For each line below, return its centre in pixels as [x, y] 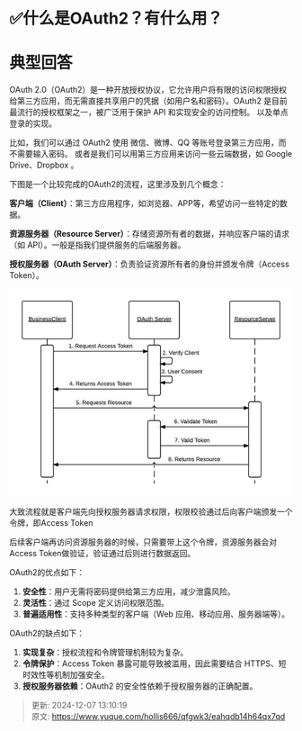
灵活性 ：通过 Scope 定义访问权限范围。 [95, 603]
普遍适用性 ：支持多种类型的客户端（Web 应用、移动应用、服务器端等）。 [156, 614]
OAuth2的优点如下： [47, 573]
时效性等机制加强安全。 [66, 675]
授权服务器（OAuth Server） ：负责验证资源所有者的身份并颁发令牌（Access [149, 264]
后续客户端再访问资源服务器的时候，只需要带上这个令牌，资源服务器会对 [143, 542]
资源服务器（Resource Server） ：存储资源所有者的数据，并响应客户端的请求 [150, 234]
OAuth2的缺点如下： [47, 633]
